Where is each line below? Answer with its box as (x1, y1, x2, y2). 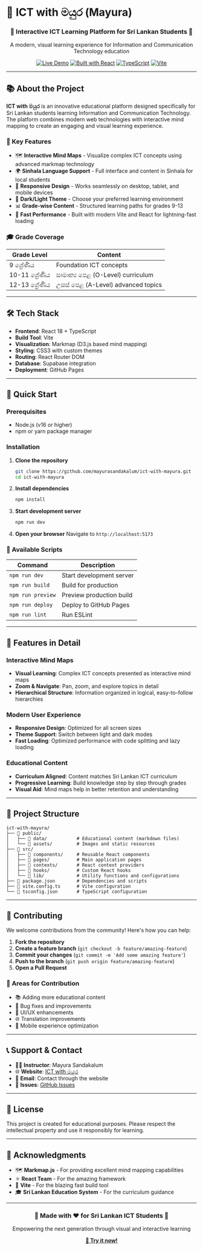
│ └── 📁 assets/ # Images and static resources (6, 841, 155, 847)
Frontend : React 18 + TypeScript (14, 327, 97, 335)
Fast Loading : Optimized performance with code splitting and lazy (14, 737, 180, 744)
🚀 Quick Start (6, 389, 57, 399)
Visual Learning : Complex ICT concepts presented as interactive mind (14, 670, 192, 677)
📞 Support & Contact (6, 1045, 83, 1055)
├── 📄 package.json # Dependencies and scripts (6, 878, 147, 884)
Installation (6, 443, 40, 451)
